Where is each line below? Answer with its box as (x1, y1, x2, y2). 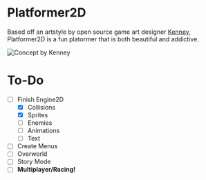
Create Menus (17, 142, 58, 150)
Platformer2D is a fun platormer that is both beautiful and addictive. (7, 34, 199, 43)
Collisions (27, 103, 56, 111)
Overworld (17, 150, 48, 158)
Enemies (27, 119, 53, 127)
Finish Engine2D (17, 95, 64, 103)
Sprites (27, 111, 48, 119)
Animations (27, 126, 60, 135)
